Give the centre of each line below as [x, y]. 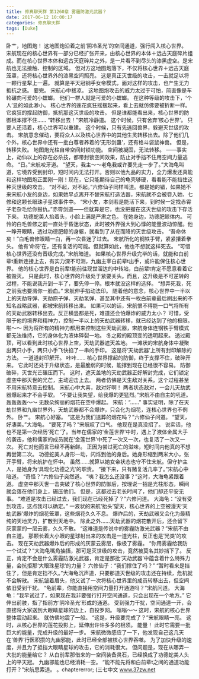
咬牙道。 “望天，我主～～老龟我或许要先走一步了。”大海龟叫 [113, 165]
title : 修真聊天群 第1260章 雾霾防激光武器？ [57, 12]
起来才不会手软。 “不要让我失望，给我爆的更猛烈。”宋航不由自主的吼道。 [104, 395]
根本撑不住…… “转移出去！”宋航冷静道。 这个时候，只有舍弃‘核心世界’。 [99, 120]
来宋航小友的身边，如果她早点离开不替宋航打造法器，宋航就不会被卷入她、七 [99, 194]
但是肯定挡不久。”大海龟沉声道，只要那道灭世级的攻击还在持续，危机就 [107, 573]
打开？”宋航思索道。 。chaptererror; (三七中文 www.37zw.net [81, 669]
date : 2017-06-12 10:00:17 [39, 17]
